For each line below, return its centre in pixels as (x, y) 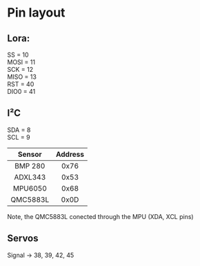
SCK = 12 (20, 69)
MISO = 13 (22, 77)
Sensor (30, 154)
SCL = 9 (19, 137)
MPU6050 (30, 188)
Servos (23, 239)
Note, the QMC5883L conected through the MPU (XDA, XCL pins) (101, 216)
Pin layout (36, 13)
